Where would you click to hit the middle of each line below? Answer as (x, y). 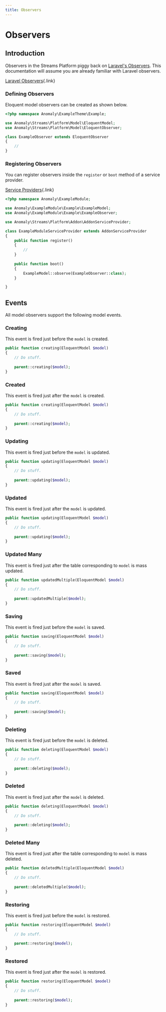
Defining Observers (30, 94)
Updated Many (24, 554)
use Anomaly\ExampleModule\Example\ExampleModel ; (58, 208)
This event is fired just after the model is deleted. (55, 797)
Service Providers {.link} (30, 190)
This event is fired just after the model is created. (55, 396)
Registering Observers (33, 163)
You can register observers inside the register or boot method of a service (83, 175)
